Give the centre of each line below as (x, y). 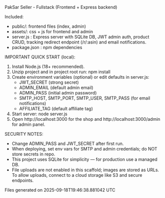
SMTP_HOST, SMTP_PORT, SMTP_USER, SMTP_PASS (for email (84, 98)
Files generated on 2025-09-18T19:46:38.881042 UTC (60, 190)
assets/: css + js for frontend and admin (52, 31)
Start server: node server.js (40, 114)
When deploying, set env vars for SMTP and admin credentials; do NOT (84, 149)
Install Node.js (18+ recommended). (48, 67)
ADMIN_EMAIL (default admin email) (56, 88)
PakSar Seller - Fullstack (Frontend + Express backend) (61, 7)
